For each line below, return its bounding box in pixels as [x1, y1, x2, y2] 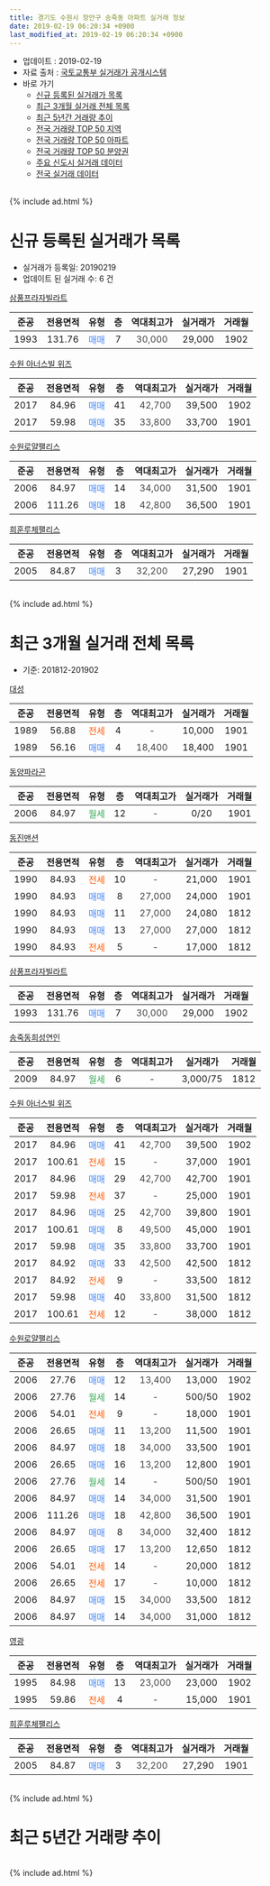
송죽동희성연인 [9, 1032, 61, 1043]
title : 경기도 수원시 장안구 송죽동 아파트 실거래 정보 [9, 13, 185, 23]
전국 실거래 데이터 [35, 169, 99, 179]
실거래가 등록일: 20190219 [22, 262, 117, 273]
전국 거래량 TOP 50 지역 [35, 124, 121, 134]
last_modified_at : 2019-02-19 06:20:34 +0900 [9, 30, 183, 39]
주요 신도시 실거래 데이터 [35, 157, 123, 168]
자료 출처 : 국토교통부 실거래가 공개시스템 [22, 67, 167, 78]
